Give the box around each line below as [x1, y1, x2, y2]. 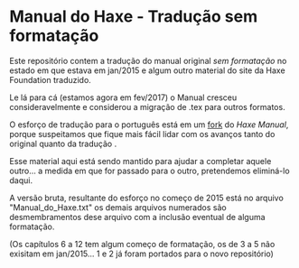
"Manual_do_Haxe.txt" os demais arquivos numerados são [9, 201, 228, 213]
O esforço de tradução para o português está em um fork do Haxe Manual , [9, 119, 289, 130]
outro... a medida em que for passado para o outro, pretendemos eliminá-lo [9, 165, 291, 176]
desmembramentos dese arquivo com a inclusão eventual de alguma [9, 211, 266, 222]
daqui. [9, 174, 33, 186]
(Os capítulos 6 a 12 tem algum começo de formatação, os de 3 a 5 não [9, 238, 276, 249]
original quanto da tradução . [9, 138, 117, 149]
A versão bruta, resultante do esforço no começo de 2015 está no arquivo [9, 192, 285, 203]
